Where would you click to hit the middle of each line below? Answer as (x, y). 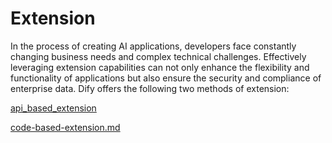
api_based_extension (53, 108)
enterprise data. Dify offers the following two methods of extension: (150, 88)
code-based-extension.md (65, 127)
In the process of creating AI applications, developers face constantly (153, 46)
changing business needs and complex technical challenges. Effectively (158, 56)
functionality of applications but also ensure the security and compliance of (166, 78)
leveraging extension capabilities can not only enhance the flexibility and (160, 67)
